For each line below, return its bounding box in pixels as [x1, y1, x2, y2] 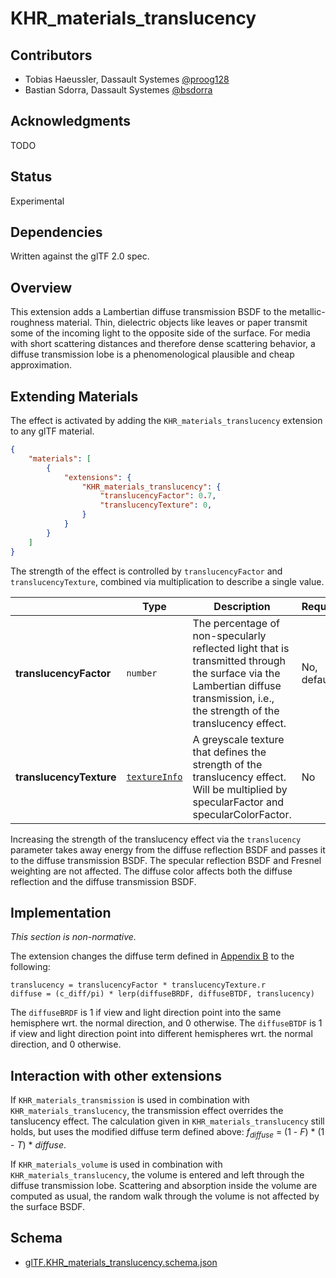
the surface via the [192, 666, 281, 680]
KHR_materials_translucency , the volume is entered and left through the [10, 1168, 305, 1181]
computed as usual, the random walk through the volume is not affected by [10, 1190, 320, 1202]
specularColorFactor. [192, 807, 292, 821]
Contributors [10, 47, 93, 64]
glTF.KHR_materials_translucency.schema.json [24, 1256, 218, 1268]
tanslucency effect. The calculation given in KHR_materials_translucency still [10, 1115, 325, 1127]
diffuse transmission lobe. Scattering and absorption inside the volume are [10, 1179, 318, 1191]
